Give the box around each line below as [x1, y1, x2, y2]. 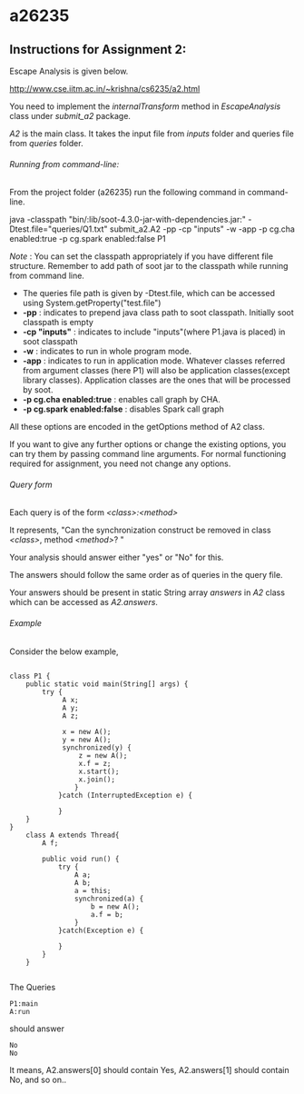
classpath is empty [22, 317, 93, 328]
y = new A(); [62, 735, 112, 744]
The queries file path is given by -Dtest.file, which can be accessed [22, 288, 275, 299]
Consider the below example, [9, 646, 120, 657]
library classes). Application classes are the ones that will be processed [22, 374, 291, 386]
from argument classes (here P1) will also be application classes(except [22, 365, 290, 376]
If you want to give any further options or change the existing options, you [9, 439, 287, 450]
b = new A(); [90, 901, 141, 911]
